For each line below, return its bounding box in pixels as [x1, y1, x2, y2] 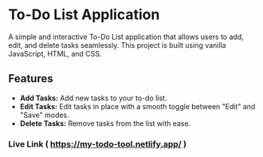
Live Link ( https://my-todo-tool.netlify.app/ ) [8, 138, 187, 149]
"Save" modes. [19, 110, 69, 120]
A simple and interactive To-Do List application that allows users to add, [8, 32, 245, 41]
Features [8, 72, 53, 85]
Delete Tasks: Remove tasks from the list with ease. [19, 118, 191, 128]
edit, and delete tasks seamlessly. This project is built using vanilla [8, 40, 226, 49]
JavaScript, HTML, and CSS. [8, 49, 102, 58]
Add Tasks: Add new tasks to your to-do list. [19, 93, 167, 103]
